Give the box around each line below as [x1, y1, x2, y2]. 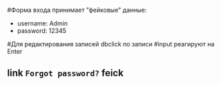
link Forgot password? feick [7, 67, 124, 79]
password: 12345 [17, 27, 67, 35]
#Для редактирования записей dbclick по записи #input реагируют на [7, 40, 215, 48]
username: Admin [17, 19, 68, 27]
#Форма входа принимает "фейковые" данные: [7, 6, 147, 14]
